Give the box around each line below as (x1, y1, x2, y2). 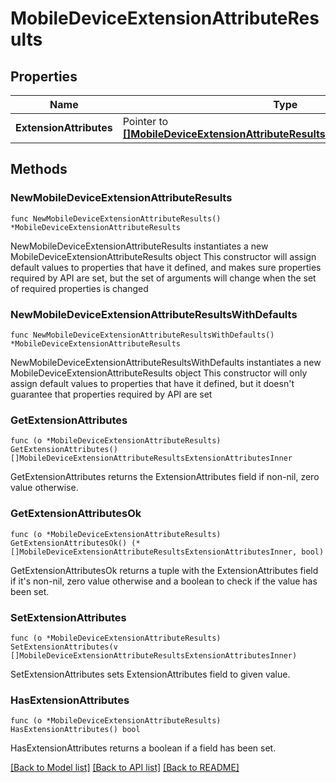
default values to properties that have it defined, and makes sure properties (10, 261, 322, 273)
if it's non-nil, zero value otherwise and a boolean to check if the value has (10, 575, 318, 587)
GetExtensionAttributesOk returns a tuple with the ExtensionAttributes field (10, 564, 319, 576)
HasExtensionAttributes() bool (10, 725, 141, 735)
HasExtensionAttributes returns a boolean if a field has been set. (10, 742, 277, 754)
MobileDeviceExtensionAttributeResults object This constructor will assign (10, 250, 317, 262)
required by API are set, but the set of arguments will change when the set (10, 272, 317, 284)
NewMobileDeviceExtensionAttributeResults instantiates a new (10, 240, 269, 252)
